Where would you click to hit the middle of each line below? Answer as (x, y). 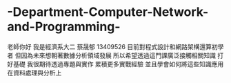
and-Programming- (64, 27)
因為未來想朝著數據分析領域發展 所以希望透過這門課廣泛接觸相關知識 (118, 55)
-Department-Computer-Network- (108, 12)
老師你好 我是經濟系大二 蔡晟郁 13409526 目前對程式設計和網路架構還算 (110, 46)
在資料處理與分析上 (34, 73)
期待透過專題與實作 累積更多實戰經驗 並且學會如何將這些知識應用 (131, 64)
